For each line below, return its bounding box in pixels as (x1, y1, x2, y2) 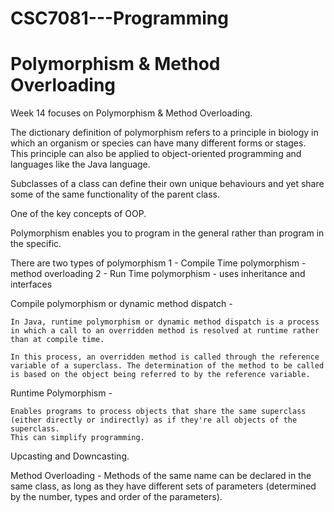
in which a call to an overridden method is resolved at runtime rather (10, 326, 320, 336)
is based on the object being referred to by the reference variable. (10, 370, 311, 380)
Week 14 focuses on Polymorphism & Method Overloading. (10, 107, 253, 119)
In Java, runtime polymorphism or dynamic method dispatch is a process (10, 317, 320, 327)
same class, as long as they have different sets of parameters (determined (10, 480, 317, 492)
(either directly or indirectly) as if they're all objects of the (10, 415, 298, 426)
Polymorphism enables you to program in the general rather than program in (10, 227, 325, 239)
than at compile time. (10, 335, 105, 345)
